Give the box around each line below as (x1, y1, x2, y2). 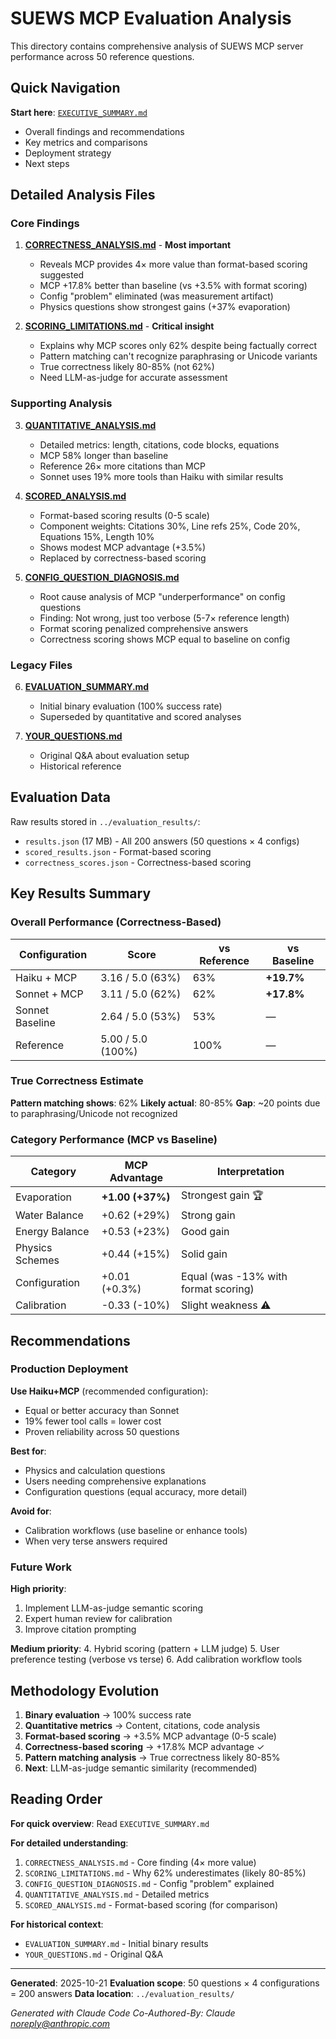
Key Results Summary (10, 885, 152, 902)
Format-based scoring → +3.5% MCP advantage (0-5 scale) (24, 1730, 277, 1742)
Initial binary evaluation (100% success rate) (39, 700, 223, 712)
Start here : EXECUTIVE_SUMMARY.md (10, 106, 148, 118)
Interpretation (216, 1165, 285, 1179)
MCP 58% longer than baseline (39, 449, 169, 461)
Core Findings (10, 217, 80, 231)
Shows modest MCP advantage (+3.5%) (39, 541, 207, 553)
